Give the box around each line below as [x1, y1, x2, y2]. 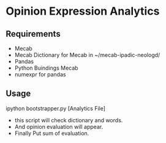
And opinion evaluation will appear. [14, 123, 104, 130]
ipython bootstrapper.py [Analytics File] [6, 105, 105, 112]
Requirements [6, 29, 61, 39]
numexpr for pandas [14, 71, 66, 78]
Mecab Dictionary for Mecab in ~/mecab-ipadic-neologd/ [14, 51, 160, 59]
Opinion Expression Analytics [6, 4, 160, 18]
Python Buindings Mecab [14, 64, 78, 71]
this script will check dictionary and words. [14, 116, 123, 123]
